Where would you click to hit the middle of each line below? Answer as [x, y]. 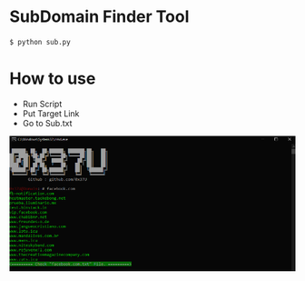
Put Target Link [51, 113]
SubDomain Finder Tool [99, 17]
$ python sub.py [40, 42]
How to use [53, 78]
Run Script [42, 104]
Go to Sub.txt [47, 123]
